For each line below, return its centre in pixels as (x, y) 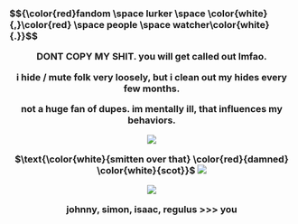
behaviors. (152, 120)
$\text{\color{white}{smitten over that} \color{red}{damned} (152, 159)
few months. (152, 89)
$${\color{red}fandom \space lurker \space (107, 14)
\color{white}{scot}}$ (146, 170)
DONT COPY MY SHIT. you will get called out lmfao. (151, 57)
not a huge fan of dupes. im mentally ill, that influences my (152, 109)
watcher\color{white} (221, 24)
